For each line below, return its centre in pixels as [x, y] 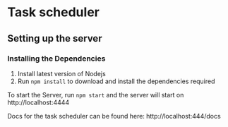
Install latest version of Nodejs [61, 73]
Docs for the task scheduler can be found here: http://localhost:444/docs [114, 116]
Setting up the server [55, 38]
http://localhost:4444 [38, 102]
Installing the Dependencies [56, 59]
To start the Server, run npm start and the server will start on [96, 95]
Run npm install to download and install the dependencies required [116, 81]
